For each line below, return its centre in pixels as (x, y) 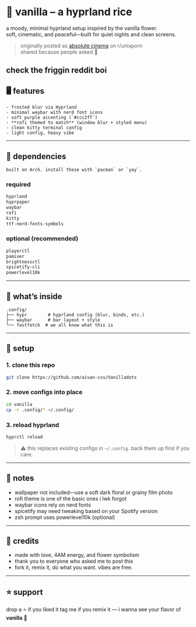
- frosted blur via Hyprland (41, 108)
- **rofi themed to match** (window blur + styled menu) (77, 123)
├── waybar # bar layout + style (53, 320)
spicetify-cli (23, 267)
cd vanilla (19, 404)
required (18, 184)
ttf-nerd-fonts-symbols (35, 224)
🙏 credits (22, 541)
